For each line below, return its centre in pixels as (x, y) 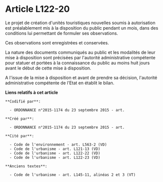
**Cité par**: (20, 136)
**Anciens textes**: (26, 166)
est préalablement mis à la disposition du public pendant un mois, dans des (82, 28)
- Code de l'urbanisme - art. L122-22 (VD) (55, 153)
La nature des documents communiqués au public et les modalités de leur (80, 52)
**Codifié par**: (23, 101)
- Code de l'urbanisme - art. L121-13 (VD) (55, 149)
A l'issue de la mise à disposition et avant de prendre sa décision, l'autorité (81, 77)
